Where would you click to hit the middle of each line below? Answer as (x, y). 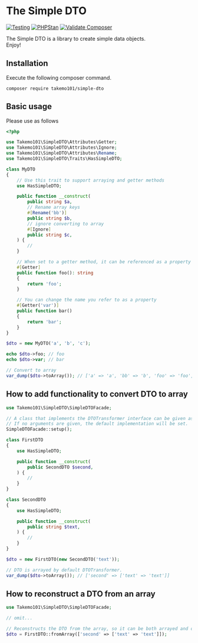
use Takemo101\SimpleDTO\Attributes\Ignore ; (62, 148)
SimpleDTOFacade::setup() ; (39, 429)
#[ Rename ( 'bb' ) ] (47, 213)
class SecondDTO (26, 500)
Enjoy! (14, 45)
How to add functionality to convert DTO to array (97, 394)
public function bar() (44, 311)
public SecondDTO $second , (60, 467)
